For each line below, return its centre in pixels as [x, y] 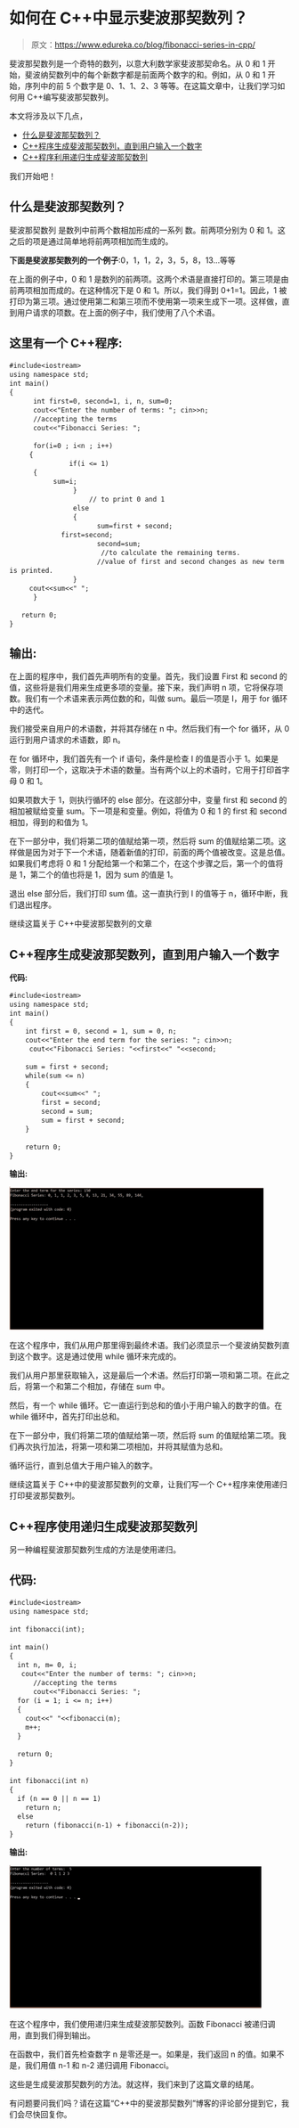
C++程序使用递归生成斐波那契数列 [104, 1526]
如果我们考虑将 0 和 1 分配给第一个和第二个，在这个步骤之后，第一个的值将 [146, 863]
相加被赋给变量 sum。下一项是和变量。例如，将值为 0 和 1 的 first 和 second [148, 811]
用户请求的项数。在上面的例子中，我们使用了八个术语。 [118, 312]
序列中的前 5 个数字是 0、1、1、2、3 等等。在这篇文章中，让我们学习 [151, 86]
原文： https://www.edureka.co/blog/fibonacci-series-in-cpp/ [143, 45]
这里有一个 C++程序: [66, 344]
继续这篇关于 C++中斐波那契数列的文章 [81, 924]
